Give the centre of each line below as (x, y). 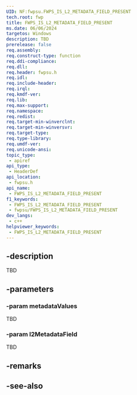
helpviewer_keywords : (33, 227)
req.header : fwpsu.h (32, 72)
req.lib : (17, 100)
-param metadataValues (42, 306)
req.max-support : (28, 105)
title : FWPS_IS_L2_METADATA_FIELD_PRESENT (59, 23)
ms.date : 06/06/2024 (32, 28)
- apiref (20, 161)
